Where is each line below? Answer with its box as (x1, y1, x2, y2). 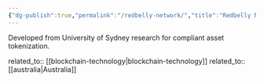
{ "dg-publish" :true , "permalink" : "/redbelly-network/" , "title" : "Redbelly (8, 11, 251, 20)
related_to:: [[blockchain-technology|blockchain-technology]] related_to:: (8, 56, 246, 66)
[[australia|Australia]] (8, 64, 77, 74)
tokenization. (8, 41, 50, 51)
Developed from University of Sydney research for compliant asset (8, 33, 225, 42)
